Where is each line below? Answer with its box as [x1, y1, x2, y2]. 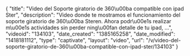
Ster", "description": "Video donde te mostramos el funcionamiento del [5, 11, 181, 18]
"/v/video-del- [146, 37, 181, 43]
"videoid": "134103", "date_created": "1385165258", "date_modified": [5, 30, 176, 38]
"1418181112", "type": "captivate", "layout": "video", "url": [5, 37, 145, 43]
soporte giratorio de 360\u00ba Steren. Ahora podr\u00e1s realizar [5, 18, 171, 24]
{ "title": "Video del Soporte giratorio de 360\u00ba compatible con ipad [5, 5, 184, 12]
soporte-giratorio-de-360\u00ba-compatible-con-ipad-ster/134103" [5, 43, 175, 50]
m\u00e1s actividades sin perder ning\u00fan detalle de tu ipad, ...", [5, 24, 173, 31]
